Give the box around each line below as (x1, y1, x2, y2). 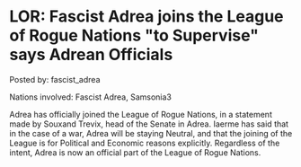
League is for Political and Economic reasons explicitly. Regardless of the (9, 137, 280, 148)
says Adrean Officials (9, 45, 173, 65)
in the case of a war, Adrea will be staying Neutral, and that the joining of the (9, 127, 293, 138)
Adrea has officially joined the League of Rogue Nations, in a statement (9, 109, 272, 119)
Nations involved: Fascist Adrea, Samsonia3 (9, 92, 173, 102)
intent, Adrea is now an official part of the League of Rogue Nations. (9, 146, 261, 158)
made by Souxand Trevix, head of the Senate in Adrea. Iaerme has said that (9, 119, 289, 129)
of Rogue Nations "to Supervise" (9, 25, 259, 46)
